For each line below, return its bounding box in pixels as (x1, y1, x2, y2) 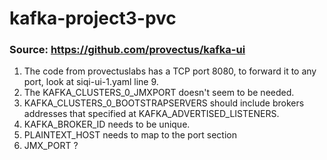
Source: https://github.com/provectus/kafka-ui (9, 43, 246, 57)
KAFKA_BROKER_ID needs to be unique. (23, 118, 191, 131)
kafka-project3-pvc (9, 7, 177, 30)
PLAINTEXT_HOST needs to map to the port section (23, 129, 237, 141)
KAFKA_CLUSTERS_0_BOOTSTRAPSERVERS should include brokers (23, 97, 305, 109)
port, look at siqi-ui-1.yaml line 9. (23, 76, 159, 88)
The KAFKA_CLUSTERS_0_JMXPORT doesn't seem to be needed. (23, 87, 295, 99)
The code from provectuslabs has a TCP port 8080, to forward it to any (23, 65, 317, 77)
